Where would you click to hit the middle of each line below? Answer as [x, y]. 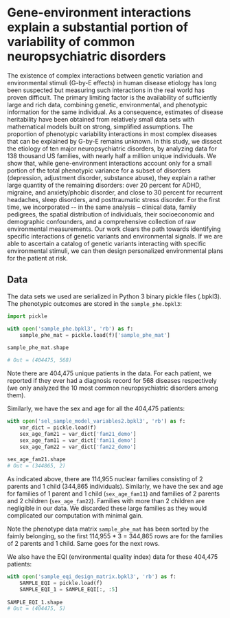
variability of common [71, 42]
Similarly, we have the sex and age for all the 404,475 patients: [96, 408]
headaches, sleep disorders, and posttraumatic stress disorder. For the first [114, 199]
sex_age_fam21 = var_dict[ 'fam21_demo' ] [78, 434]
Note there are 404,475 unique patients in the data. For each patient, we [109, 373]
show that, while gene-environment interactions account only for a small [110, 163]
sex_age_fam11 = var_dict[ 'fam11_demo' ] [78, 440]
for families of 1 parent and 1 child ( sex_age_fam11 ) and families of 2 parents [114, 494]
